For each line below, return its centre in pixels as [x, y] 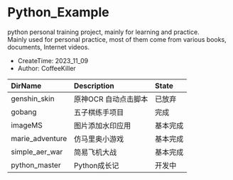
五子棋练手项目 [99, 112]
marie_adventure [39, 138]
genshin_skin [33, 99]
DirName [26, 86]
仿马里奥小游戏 [99, 139]
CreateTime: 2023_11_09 [53, 60]
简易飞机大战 [95, 152]
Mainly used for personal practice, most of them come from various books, [117, 39]
